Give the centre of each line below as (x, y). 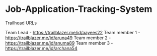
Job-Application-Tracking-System (79, 9)
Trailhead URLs (21, 23)
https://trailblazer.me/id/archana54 (41, 48)
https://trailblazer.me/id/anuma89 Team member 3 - (59, 43)
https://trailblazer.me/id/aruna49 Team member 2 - (58, 38)
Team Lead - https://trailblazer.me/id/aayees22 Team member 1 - (73, 32)
